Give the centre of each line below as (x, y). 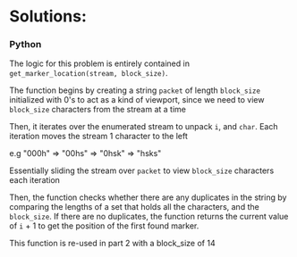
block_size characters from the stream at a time (98, 110)
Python (25, 45)
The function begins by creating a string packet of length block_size (135, 90)
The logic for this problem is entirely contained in (100, 63)
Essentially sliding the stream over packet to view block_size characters (142, 170)
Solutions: (48, 17)
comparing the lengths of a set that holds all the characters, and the (134, 207)
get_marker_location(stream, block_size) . (89, 73)
